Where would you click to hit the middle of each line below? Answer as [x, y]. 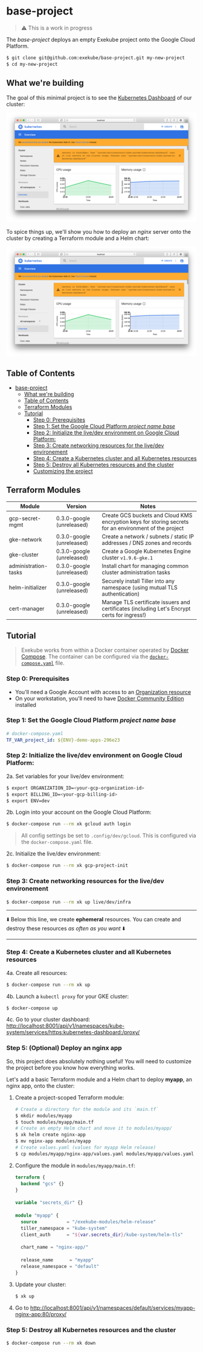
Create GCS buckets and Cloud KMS [147, 515]
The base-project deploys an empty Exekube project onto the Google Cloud [101, 39]
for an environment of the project [143, 528]
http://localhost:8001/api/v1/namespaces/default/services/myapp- [113, 1308]
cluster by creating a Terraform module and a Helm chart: [78, 238]
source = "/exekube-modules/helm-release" [89, 1222]
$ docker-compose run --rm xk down [51, 1343]
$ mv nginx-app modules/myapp [53, 1141]
